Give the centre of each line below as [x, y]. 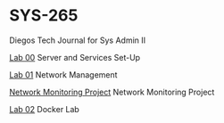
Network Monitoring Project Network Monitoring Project [112, 92]
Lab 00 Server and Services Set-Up [75, 57]
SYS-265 [44, 16]
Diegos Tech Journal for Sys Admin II [78, 40]
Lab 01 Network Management [63, 74]
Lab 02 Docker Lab [45, 109]
